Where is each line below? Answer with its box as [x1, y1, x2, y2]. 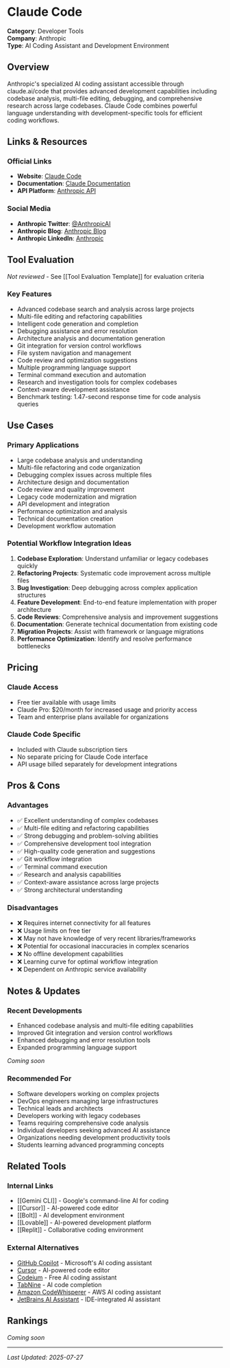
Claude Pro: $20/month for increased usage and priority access [16, 705, 197, 714]
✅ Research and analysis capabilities [16, 870, 122, 878]
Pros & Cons [7, 780, 60, 792]
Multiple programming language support [16, 363, 131, 372]
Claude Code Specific [7, 729, 81, 739]
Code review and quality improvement [16, 485, 125, 493]
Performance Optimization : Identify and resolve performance [16, 635, 192, 643]
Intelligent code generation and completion [16, 319, 139, 328]
